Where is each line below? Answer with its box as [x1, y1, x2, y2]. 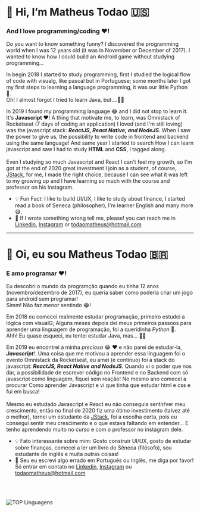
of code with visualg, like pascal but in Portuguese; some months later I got [6, 77, 191, 85]
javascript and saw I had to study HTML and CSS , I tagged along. [6, 146, 167, 153]
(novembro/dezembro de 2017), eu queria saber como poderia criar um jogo [6, 289, 193, 296]
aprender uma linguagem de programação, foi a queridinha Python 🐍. [6, 326, 176, 333]
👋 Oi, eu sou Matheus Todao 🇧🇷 [6, 247, 168, 261]
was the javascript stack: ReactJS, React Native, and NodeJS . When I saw [6, 127, 190, 134]
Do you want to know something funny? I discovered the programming [6, 40, 179, 48]
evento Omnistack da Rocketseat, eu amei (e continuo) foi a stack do [6, 356, 175, 363]
